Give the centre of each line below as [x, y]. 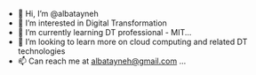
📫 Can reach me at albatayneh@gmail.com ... [102, 61]
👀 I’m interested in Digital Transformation [92, 23]
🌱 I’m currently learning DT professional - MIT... [104, 32]
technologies [41, 51]
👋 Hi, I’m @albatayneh [58, 14]
